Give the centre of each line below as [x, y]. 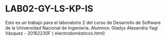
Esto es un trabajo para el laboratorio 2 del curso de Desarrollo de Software [83, 22]
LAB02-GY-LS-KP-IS [49, 9]
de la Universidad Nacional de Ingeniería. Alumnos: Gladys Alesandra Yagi [82, 27]
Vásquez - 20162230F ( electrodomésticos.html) [55, 33]
